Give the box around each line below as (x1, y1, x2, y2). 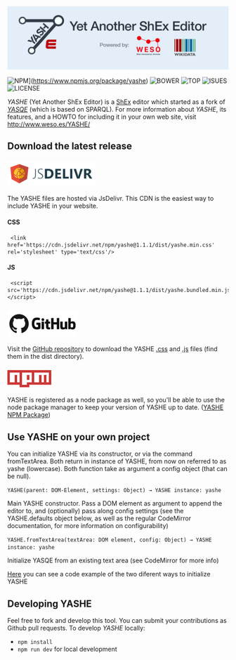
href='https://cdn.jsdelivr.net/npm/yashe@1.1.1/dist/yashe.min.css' (7, 242, 216, 249)
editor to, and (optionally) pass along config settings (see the (7, 507, 184, 515)
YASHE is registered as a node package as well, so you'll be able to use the (7, 396, 225, 404)
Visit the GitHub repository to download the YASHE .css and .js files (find (7, 345, 218, 353)
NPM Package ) (7, 411, 51, 419)
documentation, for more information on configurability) (7, 522, 169, 530)
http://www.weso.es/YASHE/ (7, 119, 91, 128)
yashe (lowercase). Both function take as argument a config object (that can (7, 465, 228, 473)
